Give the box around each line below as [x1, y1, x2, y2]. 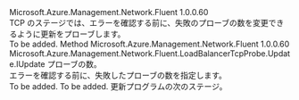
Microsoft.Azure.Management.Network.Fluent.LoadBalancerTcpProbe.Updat [9, 48, 291, 59]
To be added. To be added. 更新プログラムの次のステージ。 [9, 81, 228, 91]
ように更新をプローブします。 [16, 29, 126, 39]
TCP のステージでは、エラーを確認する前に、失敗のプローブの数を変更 [9, 18, 270, 28]
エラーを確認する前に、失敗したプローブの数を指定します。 [9, 70, 228, 80]
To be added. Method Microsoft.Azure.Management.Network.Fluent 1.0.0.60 [9, 38, 290, 49]
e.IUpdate [9, 59, 46, 69]
